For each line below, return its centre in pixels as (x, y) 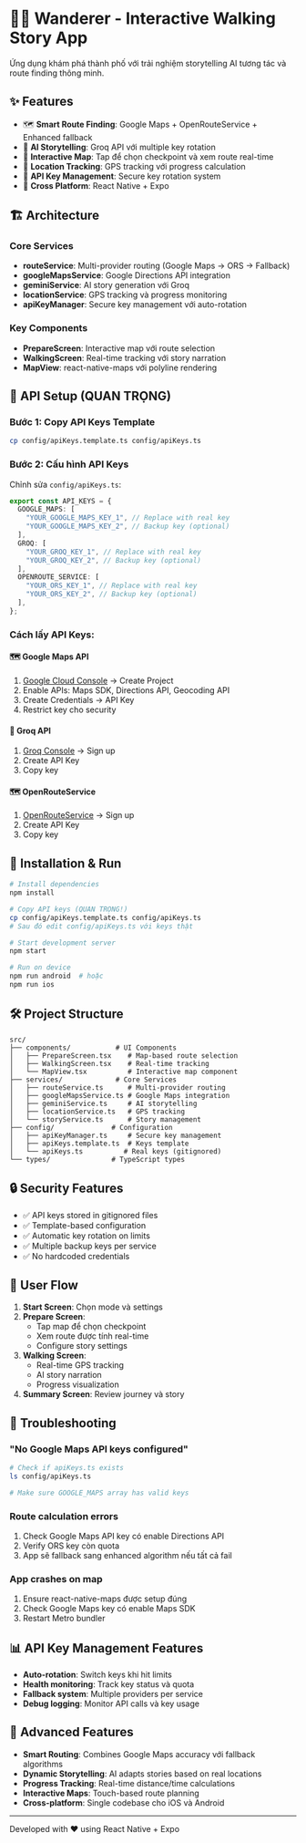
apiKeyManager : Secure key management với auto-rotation (135, 305)
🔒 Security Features (66, 1189)
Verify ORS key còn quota (71, 1546)
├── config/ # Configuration (91, 1127)
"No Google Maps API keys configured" (99, 1449)
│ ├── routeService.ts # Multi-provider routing (117, 1087)
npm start (28, 951)
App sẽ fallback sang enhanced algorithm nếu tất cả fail (127, 1555)
